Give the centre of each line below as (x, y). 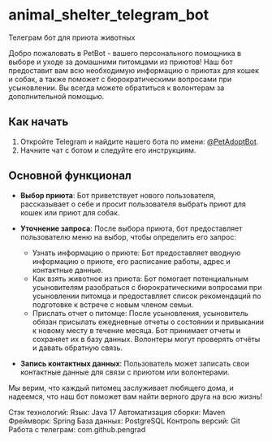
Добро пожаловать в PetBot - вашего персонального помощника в (125, 53)
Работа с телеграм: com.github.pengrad (77, 429)
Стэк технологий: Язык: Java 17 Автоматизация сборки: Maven (117, 412)
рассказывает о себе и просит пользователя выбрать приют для (133, 204)
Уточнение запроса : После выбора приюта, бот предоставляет (131, 228)
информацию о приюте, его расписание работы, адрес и (132, 261)
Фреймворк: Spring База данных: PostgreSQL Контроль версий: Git (125, 421)
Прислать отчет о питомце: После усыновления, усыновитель (140, 313)
